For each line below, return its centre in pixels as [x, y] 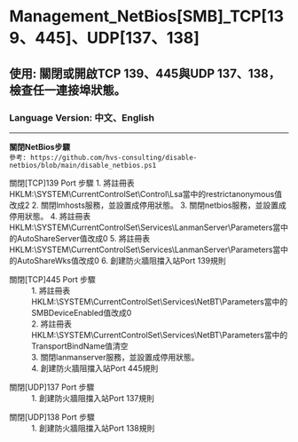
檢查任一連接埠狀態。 [67, 90]
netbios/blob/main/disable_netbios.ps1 [83, 165]
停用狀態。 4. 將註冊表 [50, 216]
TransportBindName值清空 [80, 346]
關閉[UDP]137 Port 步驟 [52, 387]
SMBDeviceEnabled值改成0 [82, 312]
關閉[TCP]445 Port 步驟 [52, 279]
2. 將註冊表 [52, 324]
